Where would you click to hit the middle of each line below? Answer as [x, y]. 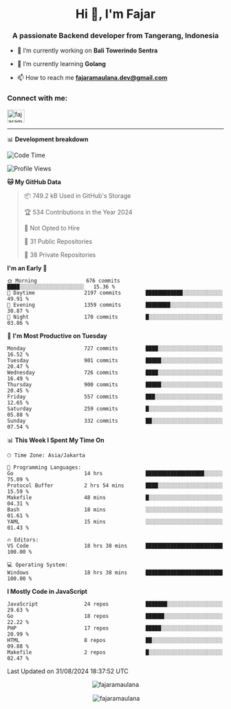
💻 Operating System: [38, 565]
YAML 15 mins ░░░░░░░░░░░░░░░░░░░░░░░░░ [115, 521]
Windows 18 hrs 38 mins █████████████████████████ [115, 572]
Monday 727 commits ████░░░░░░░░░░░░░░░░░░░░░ [115, 348]
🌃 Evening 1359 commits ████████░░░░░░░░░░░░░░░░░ [115, 305]
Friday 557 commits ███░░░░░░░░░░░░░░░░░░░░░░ [115, 397]
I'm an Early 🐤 [27, 268]
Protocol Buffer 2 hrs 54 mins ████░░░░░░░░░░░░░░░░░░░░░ [115, 486]
